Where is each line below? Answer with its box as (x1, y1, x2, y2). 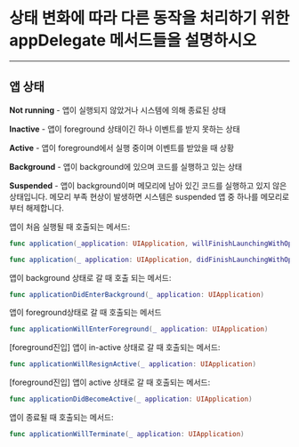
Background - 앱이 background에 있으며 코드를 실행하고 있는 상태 (9, 161, 243, 172)
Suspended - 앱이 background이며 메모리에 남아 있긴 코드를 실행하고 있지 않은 (9, 180, 287, 191)
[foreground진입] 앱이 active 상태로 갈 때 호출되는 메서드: (9, 377, 211, 387)
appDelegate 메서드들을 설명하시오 (9, 30, 257, 51)
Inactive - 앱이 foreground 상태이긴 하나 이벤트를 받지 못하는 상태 (9, 124, 240, 134)
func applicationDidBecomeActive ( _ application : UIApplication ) (9, 395, 253, 404)
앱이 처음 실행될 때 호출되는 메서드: (9, 221, 131, 232)
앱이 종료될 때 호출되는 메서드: (9, 412, 114, 422)
